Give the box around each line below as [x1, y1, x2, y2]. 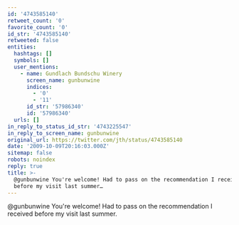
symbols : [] [14, 57, 50, 64]
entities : [7, 43, 37, 51]
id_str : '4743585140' [7, 30, 72, 38]
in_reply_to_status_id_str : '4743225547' [7, 122, 132, 130]
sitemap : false [7, 150, 53, 157]
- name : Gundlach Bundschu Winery [20, 70, 122, 77]
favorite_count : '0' [7, 23, 69, 31]
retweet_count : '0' [7, 17, 65, 24]
